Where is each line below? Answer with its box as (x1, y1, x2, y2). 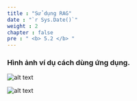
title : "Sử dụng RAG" (7, 10, 72, 17)
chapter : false (7, 29, 53, 36)
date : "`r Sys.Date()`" (7, 16, 78, 23)
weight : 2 (7, 23, 38, 29)
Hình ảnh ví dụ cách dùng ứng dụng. (7, 58, 130, 68)
